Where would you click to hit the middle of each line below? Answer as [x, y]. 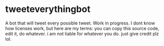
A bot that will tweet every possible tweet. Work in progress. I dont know [80, 23]
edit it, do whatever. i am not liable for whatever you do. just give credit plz [82, 33]
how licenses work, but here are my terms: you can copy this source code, [82, 28]
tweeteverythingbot [48, 9]
